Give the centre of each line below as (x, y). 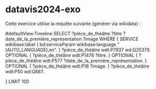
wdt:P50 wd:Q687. (25, 71)
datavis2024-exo (43, 9)
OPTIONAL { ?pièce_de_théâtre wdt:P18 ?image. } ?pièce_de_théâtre (77, 66)
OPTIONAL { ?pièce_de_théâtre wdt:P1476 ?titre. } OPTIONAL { (72, 55)
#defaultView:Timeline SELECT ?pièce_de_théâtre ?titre (64, 33)
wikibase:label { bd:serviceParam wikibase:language (61, 44)
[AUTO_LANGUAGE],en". (31, 50)
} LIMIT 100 (17, 81)
